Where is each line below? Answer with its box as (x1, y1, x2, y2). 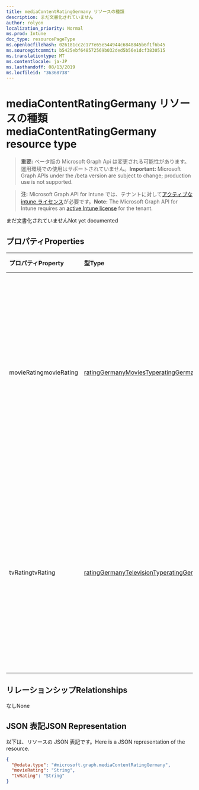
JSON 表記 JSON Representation (6, 721, 127, 732)
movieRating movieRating (9, 368, 79, 377)
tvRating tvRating (9, 569, 56, 576)
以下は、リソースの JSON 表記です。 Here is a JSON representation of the (6, 738, 185, 745)
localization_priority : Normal (6, 25, 84, 32)
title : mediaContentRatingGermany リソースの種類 (6, 8, 124, 15)
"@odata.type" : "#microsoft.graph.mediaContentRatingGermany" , (11, 762, 171, 768)
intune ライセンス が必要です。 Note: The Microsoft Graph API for (20, 198, 178, 205)
